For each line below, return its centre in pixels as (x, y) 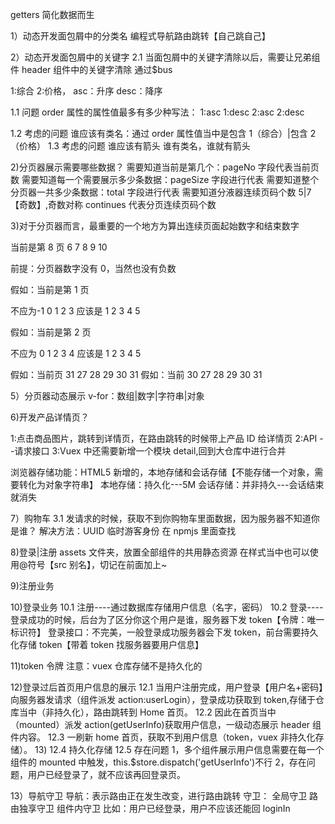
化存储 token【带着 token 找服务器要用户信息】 (107, 644)
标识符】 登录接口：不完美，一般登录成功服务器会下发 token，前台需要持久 (164, 632)
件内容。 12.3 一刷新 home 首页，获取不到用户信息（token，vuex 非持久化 (163, 737)
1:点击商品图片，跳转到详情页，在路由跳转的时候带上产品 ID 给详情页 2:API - (167, 438)
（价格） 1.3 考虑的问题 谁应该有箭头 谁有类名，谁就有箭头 (130, 146)
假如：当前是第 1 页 (50, 289)
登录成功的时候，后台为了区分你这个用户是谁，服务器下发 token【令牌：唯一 (167, 619)
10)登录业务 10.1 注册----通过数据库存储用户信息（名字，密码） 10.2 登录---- (167, 607)
